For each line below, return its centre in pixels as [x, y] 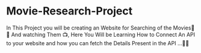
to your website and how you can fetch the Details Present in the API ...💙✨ [98, 43]
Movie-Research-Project [70, 11]
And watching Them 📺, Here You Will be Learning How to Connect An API [103, 34]
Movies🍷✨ [184, 28]
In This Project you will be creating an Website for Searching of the [89, 28]
